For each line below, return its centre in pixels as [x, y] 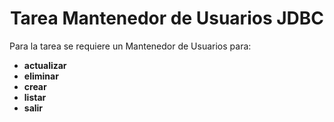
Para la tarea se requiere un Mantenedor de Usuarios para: [130, 46]
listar [35, 97]
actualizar [45, 65]
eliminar [41, 76]
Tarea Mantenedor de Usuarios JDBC [167, 18]
